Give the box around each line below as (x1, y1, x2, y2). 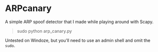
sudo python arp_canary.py (17, 28, 72, 34)
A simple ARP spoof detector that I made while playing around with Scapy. (5, 19, 154, 25)
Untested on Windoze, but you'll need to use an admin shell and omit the (5, 37, 151, 43)
